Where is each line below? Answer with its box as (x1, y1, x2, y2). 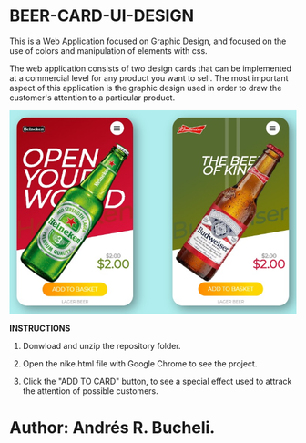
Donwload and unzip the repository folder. (22, 341, 181, 352)
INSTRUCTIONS (9, 323, 71, 334)
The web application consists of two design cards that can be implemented (9, 63, 292, 74)
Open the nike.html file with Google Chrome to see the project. (22, 358, 258, 369)
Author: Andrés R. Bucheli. (9, 417, 216, 438)
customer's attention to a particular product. (9, 92, 176, 103)
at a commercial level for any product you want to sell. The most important (9, 72, 289, 83)
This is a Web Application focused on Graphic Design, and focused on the (9, 36, 287, 46)
